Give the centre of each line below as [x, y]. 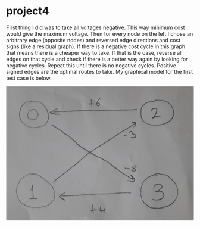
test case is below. [29, 78]
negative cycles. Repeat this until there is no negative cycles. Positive [91, 65]
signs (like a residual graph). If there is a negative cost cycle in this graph [96, 46]
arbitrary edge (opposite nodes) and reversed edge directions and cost [93, 40]
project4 [28, 11]
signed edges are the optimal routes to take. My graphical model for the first [100, 71]
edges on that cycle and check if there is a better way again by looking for [97, 59]
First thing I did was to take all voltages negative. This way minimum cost [96, 27]
